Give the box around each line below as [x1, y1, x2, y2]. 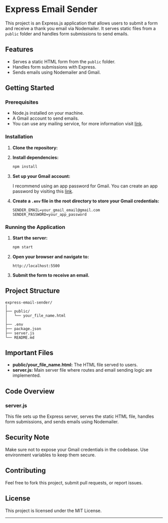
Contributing [5, 466, 46, 475]
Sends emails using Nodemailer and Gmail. [12, 69, 101, 75]
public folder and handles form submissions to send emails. [5, 31, 129, 37]
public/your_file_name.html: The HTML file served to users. [12, 362, 138, 368]
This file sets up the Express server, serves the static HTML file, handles [5, 413, 154, 419]
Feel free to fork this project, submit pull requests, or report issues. [5, 479, 143, 485]
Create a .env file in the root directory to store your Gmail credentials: [12, 198, 159, 204]
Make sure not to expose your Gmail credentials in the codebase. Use [5, 446, 148, 452]
